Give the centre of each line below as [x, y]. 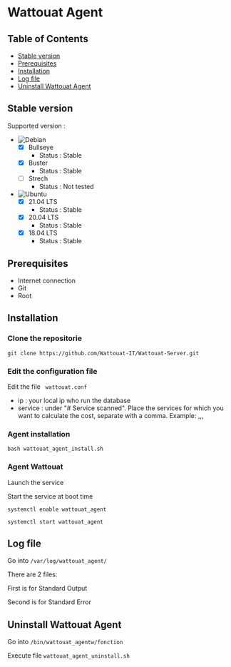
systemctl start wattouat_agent [55, 521]
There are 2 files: [32, 574]
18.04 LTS [43, 233]
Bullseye [41, 147]
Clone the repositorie [45, 338]
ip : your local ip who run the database [74, 400]
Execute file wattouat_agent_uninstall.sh [69, 656]
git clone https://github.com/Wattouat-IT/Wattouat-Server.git [103, 353]
